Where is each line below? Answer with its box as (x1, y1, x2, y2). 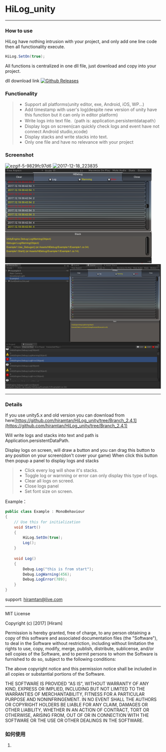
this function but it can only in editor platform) (24, 112, 118, 118)
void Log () (14, 556, 37, 561)
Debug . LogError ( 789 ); (23, 577, 68, 582)
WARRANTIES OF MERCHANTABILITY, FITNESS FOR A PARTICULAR (5, 691, 145, 697)
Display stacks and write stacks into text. (24, 134, 108, 140)
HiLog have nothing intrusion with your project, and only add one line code (5, 39, 157, 45)
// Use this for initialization (14, 519, 81, 525)
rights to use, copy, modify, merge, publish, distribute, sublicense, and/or (5, 645, 154, 652)
